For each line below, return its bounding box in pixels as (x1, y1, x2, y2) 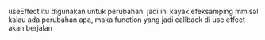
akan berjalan (8, 24, 53, 32)
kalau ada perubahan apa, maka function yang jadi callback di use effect (8, 15, 246, 24)
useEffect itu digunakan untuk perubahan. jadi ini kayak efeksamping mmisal (8, 7, 259, 16)
